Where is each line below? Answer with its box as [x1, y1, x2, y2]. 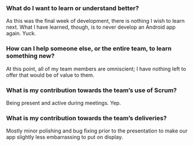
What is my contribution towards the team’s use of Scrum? [6, 86, 178, 94]
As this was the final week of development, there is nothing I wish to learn [6, 18, 185, 25]
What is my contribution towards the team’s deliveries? [6, 114, 167, 122]
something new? [6, 52, 55, 60]
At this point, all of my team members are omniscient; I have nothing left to [6, 65, 186, 72]
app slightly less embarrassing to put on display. [6, 134, 123, 141]
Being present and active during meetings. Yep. [6, 99, 122, 106]
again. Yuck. [6, 30, 36, 37]
